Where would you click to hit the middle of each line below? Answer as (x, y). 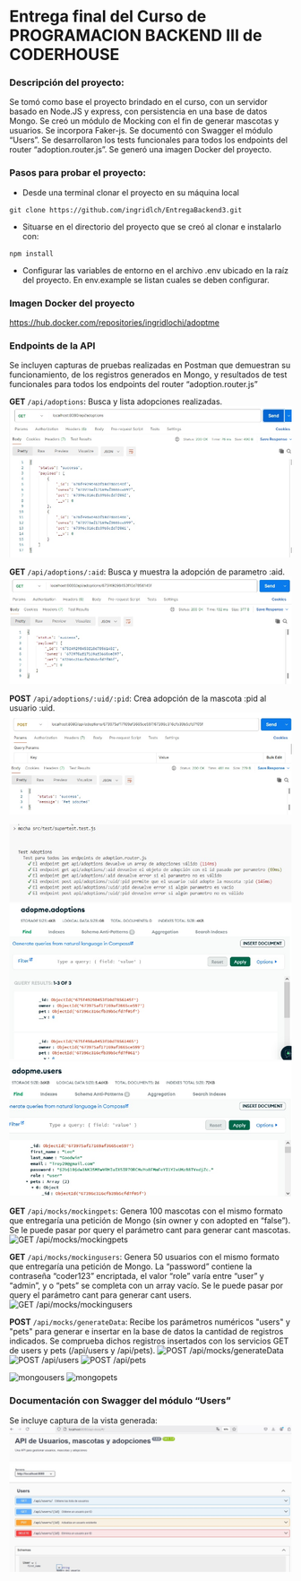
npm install (31, 254)
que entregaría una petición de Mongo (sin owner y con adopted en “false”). (150, 1221)
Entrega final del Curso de (108, 17)
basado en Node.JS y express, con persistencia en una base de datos (138, 112)
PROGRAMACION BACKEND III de (136, 35)
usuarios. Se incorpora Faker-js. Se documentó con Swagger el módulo (141, 131)
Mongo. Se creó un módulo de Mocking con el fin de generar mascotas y (144, 121)
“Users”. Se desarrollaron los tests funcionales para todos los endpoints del (149, 140)
